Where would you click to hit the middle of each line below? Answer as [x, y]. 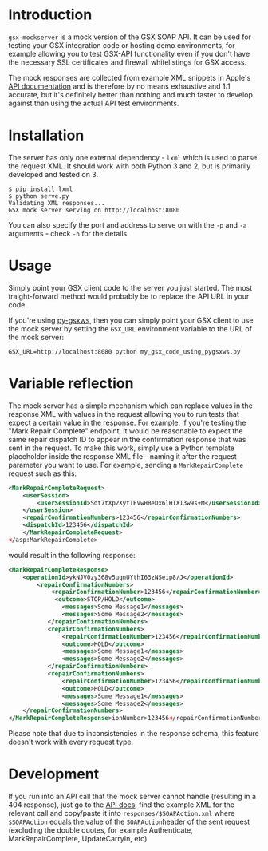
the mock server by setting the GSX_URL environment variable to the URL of [130, 328]
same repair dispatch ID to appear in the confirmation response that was [127, 439]
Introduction [50, 15]
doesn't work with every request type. [71, 742]
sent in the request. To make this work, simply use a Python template [122, 448]
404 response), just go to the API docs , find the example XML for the [122, 805]
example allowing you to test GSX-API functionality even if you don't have [129, 53]
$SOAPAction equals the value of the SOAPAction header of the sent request [129, 822]
